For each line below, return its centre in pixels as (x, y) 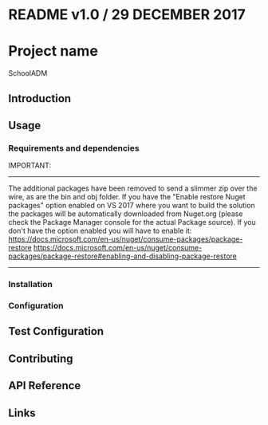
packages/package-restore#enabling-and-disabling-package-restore (122, 256)
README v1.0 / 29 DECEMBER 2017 (127, 15)
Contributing (41, 358)
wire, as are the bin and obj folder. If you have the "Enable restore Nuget (127, 197)
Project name (53, 51)
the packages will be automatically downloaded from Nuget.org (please (126, 214)
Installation (31, 285)
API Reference (45, 386)
